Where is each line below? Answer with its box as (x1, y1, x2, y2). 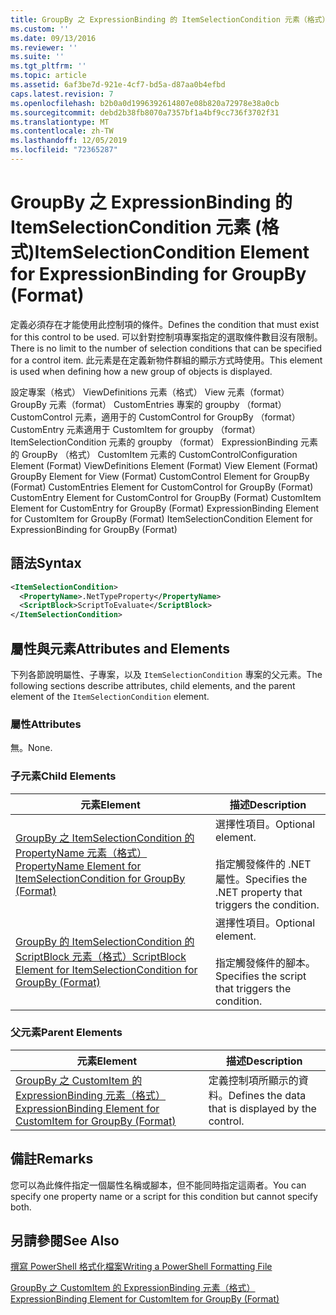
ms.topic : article (10, 71, 87, 81)
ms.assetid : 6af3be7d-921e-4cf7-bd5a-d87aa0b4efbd (10, 80, 226, 90)
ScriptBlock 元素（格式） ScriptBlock (15, 949, 187, 963)
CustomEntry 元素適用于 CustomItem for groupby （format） (10, 423, 261, 435)
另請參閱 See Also (10, 1232, 120, 1250)
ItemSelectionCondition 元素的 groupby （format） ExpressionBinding (10, 436, 299, 448)
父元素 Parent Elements (10, 1026, 123, 1040)
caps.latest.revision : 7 (10, 89, 114, 99)
